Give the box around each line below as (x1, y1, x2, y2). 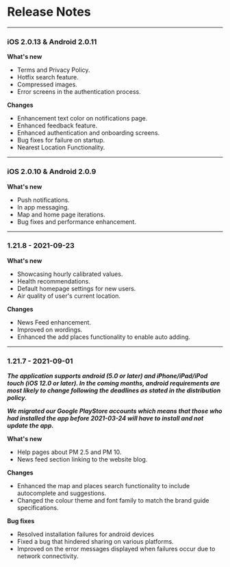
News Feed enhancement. (16, 318, 91, 326)
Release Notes (7, 4, 91, 20)
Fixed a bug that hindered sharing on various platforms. (16, 538, 174, 546)
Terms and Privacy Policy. (16, 66, 90, 74)
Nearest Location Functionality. (16, 143, 105, 151)
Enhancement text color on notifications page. (16, 114, 148, 123)
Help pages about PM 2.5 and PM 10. (16, 448, 122, 456)
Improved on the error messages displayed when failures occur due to (16, 545, 216, 553)
